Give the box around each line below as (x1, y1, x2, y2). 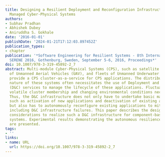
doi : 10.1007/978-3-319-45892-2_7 (5, 62, 76, 67)
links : (5, 135, 19, 140)
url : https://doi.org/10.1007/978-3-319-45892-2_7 (9, 145, 115, 150)
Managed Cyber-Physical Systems (9, 12, 76, 17)
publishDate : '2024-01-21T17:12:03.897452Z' (5, 39, 98, 44)
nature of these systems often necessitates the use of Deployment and (9, 80, 160, 85)
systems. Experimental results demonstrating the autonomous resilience (9, 117, 162, 122)
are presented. (9, 122, 41, 126)
